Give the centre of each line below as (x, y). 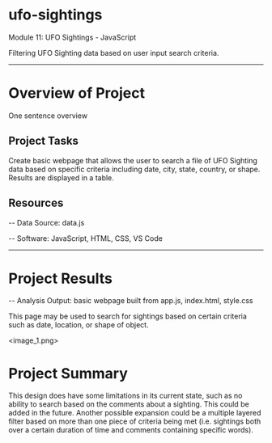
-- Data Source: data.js (47, 222)
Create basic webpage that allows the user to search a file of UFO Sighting (133, 160)
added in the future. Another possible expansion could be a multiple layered (135, 413)
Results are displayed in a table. (62, 177)
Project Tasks (44, 141)
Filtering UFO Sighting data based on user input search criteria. (114, 53)
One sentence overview (48, 116)
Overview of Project (77, 93)
